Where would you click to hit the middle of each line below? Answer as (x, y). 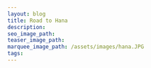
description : (27, 27)
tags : (15, 54)
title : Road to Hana (38, 21)
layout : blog (27, 14)
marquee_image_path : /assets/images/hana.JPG (75, 47)
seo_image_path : (31, 34)
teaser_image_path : (36, 40)
